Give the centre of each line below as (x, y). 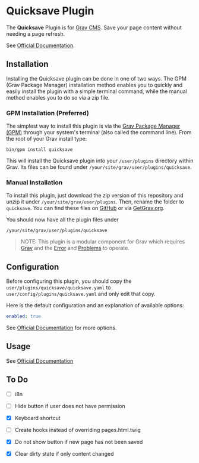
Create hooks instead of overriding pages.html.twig (78, 430)
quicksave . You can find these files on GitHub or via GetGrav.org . (85, 208)
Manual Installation (34, 182)
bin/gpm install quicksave (40, 150)
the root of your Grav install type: (47, 139)
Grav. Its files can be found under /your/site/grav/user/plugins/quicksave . (99, 167)
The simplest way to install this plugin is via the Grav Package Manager (93, 126)
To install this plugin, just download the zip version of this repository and (95, 196)
